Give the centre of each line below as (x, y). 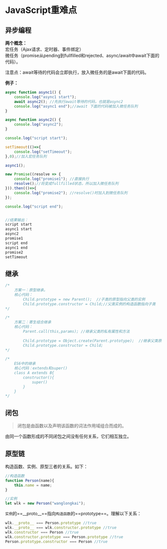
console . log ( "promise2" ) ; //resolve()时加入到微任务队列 (71, 193)
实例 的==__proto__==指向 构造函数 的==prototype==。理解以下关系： (73, 514)
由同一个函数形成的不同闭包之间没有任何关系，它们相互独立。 (68, 436)
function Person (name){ (30, 480)
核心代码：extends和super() (41, 368)
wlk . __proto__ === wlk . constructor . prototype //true (61, 528)
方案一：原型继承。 (31, 290)
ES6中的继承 (25, 364)
